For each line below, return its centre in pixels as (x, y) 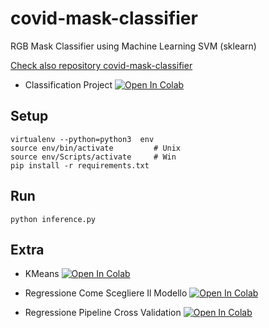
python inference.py (53, 219)
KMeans (42, 274)
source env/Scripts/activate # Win (93, 157)
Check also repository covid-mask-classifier (101, 65)
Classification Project (68, 84)
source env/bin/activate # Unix (96, 148)
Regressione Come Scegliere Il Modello (106, 293)
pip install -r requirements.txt (80, 165)
